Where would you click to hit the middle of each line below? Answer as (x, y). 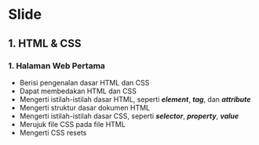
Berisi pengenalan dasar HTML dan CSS (84, 82)
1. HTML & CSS (45, 43)
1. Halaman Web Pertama (57, 66)
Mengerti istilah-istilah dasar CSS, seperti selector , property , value (129, 116)
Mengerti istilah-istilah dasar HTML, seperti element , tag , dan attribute (135, 99)
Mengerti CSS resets (53, 132)
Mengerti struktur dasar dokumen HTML (85, 107)
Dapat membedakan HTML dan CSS (78, 91)
